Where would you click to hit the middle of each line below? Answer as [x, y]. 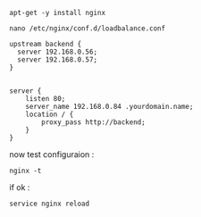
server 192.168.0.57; [58, 60]
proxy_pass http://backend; [93, 122]
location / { [50, 114]
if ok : [20, 187]
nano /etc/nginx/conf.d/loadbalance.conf [88, 29]
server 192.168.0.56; [58, 52]
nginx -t [25, 171]
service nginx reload [50, 204]
